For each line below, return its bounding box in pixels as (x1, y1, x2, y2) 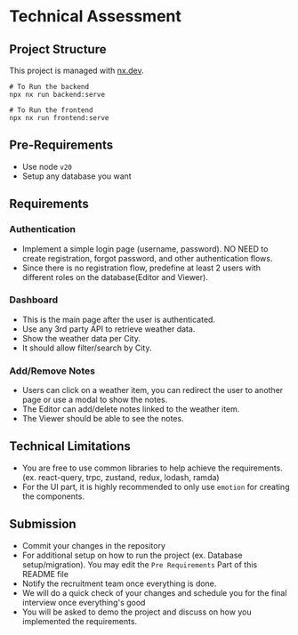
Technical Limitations (9, 438, 131, 454)
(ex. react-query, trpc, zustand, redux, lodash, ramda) (21, 471, 220, 482)
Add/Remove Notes (9, 365, 96, 377)
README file (21, 568, 69, 579)
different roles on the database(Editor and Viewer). (21, 271, 209, 282)
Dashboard (9, 293, 59, 306)
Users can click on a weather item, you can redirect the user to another (21, 385, 284, 396)
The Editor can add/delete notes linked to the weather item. (21, 404, 240, 414)
